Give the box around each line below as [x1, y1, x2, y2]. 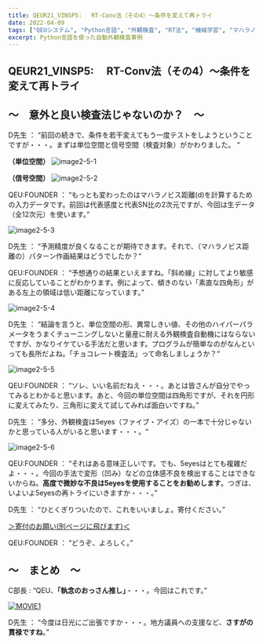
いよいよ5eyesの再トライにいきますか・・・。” [8, 488, 158, 498]
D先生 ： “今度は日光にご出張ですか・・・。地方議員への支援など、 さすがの [8, 617, 254, 628]
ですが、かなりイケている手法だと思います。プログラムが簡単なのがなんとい [8, 339, 255, 349]
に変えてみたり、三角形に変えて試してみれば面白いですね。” [8, 401, 199, 410]
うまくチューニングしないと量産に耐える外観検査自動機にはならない [35, 329, 256, 339]
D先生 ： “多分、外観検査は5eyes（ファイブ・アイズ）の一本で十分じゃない [8, 417, 253, 427]
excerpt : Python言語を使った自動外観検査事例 [8, 33, 143, 42]
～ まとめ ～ [8, 563, 81, 577]
